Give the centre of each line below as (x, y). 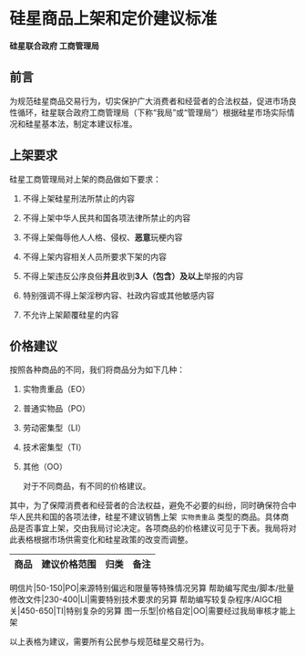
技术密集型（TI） (54, 447)
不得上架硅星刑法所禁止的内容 (78, 198)
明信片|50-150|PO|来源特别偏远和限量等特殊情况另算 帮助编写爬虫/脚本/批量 (152, 588)
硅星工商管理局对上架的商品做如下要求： (85, 179)
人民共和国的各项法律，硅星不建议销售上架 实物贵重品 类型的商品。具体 (149, 517)
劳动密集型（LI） (54, 428)
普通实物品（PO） (56, 409)
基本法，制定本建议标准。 (89, 123)
